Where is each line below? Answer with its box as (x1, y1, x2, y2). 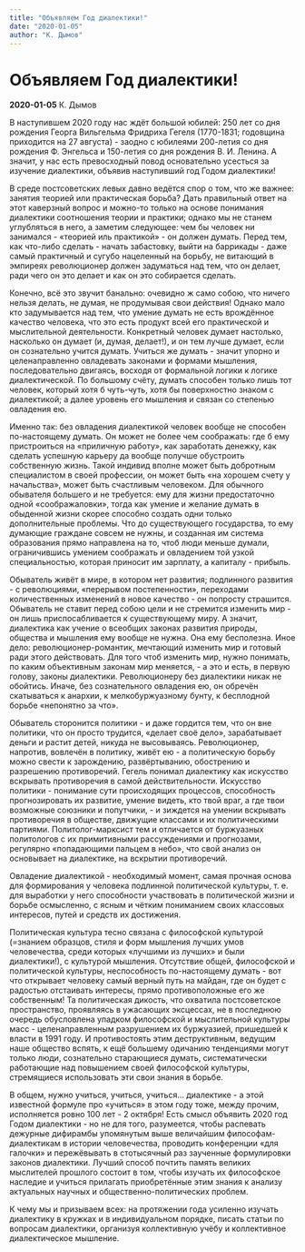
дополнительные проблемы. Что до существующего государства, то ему (9, 518, 294, 529)
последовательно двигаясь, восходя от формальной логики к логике (9, 365, 279, 376)
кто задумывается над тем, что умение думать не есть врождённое (9, 307, 274, 318)
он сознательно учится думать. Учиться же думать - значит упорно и (9, 346, 280, 357)
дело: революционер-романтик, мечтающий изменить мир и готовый (9, 642, 281, 653)
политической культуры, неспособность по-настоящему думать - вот (9, 965, 282, 976)
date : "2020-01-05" (9, 22, 84, 31)
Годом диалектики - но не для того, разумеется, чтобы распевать (9, 1118, 266, 1129)
